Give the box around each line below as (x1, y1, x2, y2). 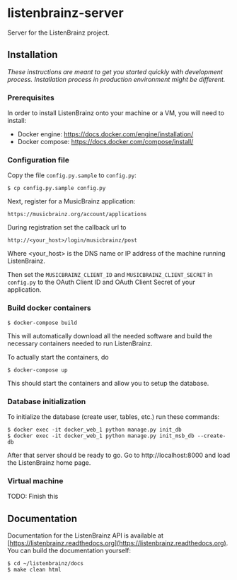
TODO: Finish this (7, 492, 59, 501)
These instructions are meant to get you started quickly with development (7, 67, 223, 76)
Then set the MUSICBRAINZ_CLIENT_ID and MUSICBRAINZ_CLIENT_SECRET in (7, 271, 214, 279)
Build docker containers (7, 303, 92, 313)
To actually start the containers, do (7, 353, 109, 361)
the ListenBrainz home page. (7, 458, 91, 467)
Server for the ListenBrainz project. (7, 28, 110, 37)
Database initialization (7, 396, 86, 406)
